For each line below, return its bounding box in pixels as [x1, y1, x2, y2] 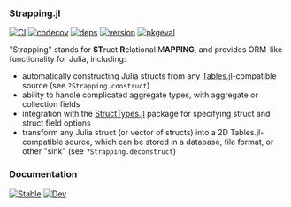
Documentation [9, 168, 78, 180]
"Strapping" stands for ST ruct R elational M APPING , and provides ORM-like [9, 44, 283, 55]
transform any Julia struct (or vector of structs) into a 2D [21, 127, 228, 138]
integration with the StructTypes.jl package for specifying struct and [21, 109, 271, 119]
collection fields [21, 99, 80, 110]
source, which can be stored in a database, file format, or [65, 136, 274, 148]
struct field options [21, 118, 91, 128]
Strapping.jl [9, 7, 61, 19]
